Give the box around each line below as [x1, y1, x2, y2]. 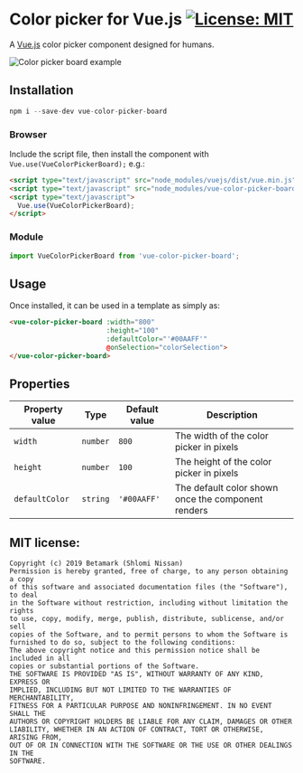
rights [9, 607, 34, 616]
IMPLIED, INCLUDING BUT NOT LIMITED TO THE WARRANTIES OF [9, 685, 232, 695]
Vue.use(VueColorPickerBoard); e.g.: [9, 158, 146, 169]
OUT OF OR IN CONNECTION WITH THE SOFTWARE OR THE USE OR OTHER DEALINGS [9, 741, 293, 750]
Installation [9, 82, 74, 99]
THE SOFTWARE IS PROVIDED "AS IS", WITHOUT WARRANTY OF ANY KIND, [9, 670, 264, 679]
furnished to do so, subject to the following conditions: [9, 638, 236, 647]
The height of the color [174, 456, 272, 468]
